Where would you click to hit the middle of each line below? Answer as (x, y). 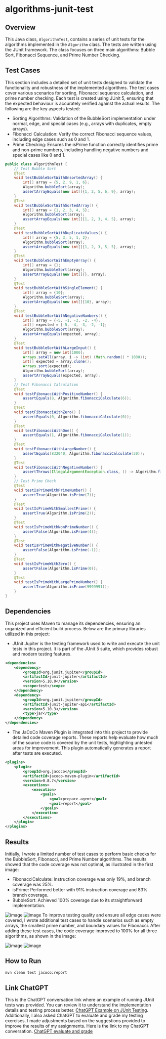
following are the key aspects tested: (42, 108)
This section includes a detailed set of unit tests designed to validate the (79, 82)
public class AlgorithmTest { (36, 164)
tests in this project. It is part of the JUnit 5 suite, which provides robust (85, 649)
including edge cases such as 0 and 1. (51, 139)
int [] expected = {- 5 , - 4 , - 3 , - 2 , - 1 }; (65, 325)
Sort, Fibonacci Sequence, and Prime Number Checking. (63, 55)
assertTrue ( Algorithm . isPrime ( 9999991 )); (66, 587)
